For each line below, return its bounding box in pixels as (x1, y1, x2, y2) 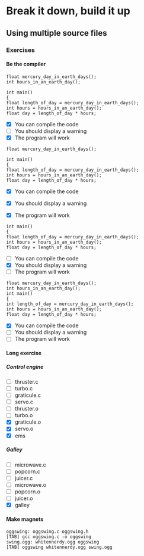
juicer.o (14, 495, 33, 502)
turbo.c (14, 385, 33, 392)
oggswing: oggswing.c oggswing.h (6, 529, 89, 535)
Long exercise (6, 350, 42, 357)
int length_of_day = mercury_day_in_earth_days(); (6, 301, 134, 307)
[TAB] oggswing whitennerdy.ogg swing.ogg (6, 544, 113, 551)
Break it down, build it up (6, 4, 130, 18)
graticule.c (14, 392, 41, 399)
